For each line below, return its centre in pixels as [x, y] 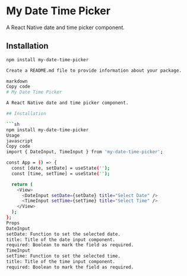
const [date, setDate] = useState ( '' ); [61, 168]
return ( [22, 184]
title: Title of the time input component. [61, 262]
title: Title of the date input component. [61, 239]
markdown [17, 81]
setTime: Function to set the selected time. [63, 256]
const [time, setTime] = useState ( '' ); [61, 173]
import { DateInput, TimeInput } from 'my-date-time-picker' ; [85, 152]
